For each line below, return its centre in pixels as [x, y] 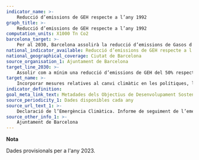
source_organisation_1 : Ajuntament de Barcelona [67, 61]
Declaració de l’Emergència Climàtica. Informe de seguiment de [98, 111]
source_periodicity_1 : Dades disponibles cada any [70, 100]
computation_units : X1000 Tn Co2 [47, 34]
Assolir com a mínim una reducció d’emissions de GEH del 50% [95, 73]
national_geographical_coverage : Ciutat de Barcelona [74, 56]
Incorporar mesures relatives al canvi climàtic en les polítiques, [103, 84]
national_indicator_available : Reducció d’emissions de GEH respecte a [96, 51]
